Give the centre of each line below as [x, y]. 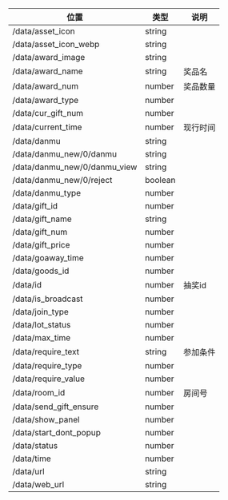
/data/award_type [46, 100]
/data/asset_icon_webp [56, 44]
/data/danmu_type [47, 193]
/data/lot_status [42, 325]
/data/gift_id [35, 206]
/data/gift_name [42, 219]
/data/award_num [45, 86]
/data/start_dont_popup [57, 433]
